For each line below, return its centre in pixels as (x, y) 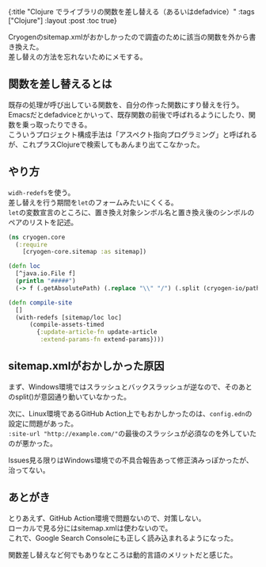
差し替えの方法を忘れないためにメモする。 (78, 57)
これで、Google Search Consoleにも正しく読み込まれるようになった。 (123, 538)
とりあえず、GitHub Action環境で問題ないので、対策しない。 (107, 518)
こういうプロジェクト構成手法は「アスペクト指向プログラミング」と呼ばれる (133, 134)
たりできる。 (70, 125)
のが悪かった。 (32, 443)
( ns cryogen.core (37, 237)
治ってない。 (29, 469)
